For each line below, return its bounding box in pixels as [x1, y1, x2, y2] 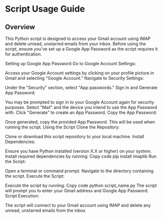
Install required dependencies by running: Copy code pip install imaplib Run [5, 153, 157, 159]
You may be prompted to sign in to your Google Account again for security [5, 99, 154, 105]
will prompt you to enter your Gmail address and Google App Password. [5, 188, 149, 193]
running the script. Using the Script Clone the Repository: [5, 124, 120, 130]
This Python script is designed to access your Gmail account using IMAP [5, 36, 151, 41]
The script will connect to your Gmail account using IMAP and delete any [5, 202, 151, 208]
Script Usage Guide [5, 3, 85, 15]
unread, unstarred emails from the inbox [5, 208, 86, 213]
